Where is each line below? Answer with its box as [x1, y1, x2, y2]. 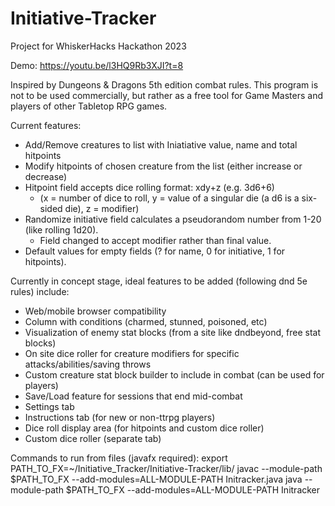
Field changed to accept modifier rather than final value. [39, 234, 272, 246]
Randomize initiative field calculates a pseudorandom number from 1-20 [24, 213, 322, 225]
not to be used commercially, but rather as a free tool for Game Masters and [10, 89, 324, 101]
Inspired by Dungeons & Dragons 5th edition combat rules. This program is [10, 78, 319, 91]
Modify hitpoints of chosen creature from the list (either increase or [24, 160, 303, 172]
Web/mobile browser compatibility [24, 305, 167, 317]
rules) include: [10, 285, 70, 297]
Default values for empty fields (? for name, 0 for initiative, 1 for [24, 245, 286, 257]
